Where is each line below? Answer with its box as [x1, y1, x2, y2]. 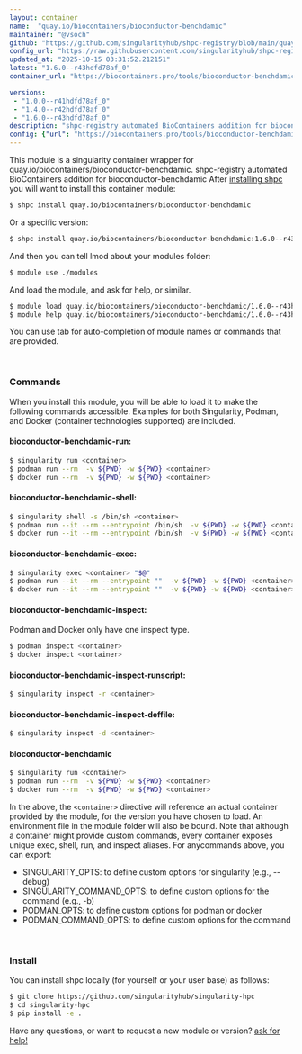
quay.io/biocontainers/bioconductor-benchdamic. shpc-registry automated [9, 164, 288, 175]
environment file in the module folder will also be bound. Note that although [9, 821, 289, 832]
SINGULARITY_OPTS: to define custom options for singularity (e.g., [22, 867, 271, 878]
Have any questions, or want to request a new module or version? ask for [9, 1025, 280, 1036]
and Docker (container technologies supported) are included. [9, 415, 236, 426]
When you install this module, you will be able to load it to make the [9, 396, 259, 407]
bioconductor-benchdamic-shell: [9, 492, 138, 503]
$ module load [9, 302, 63, 311]
